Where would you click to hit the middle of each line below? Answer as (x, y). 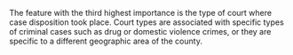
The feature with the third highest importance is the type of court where (141, 13)
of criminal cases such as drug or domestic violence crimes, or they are (140, 31)
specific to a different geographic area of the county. (106, 41)
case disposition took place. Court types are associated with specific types (146, 22)
